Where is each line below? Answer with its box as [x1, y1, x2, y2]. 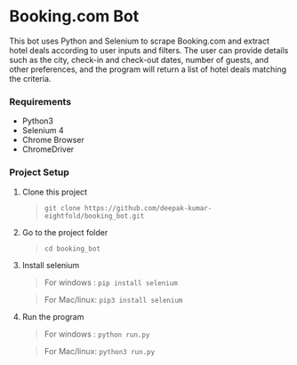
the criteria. [9, 73, 52, 83]
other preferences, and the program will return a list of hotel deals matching [9, 64, 287, 75]
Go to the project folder [21, 226, 108, 237]
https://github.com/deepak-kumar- [84, 203, 213, 212]
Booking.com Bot [9, 6, 140, 27]
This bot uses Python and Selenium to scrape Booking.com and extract [9, 36, 269, 46]
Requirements [9, 95, 72, 107]
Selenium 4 [21, 125, 64, 136]
